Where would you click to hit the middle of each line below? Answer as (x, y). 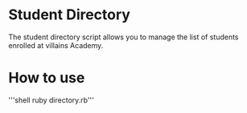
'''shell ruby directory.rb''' (51, 100)
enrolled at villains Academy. (56, 45)
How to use (47, 78)
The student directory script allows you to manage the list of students (123, 37)
